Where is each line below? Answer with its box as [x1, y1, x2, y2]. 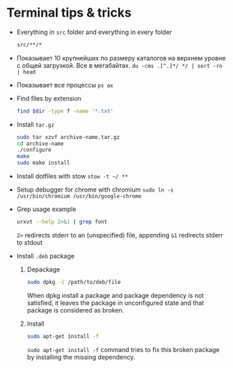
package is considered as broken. [26, 306, 124, 314]
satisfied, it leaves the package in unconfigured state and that [26, 299, 204, 307]
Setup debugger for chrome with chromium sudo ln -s [16, 185, 174, 194]
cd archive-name [16, 140, 64, 147]
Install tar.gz [16, 120, 55, 128]
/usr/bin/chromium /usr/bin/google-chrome [16, 193, 142, 200]
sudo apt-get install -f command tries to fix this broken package [26, 345, 220, 353]
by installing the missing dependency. [26, 353, 136, 361]
